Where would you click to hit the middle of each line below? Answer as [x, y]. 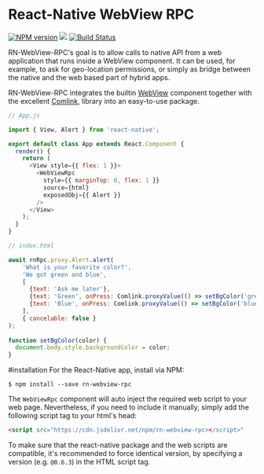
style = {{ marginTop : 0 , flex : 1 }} [101, 181]
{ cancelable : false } [59, 318]
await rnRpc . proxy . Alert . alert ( [61, 260]
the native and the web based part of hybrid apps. [89, 77]
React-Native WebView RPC [101, 15]
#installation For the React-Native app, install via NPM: [96, 370]
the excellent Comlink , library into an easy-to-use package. [104, 101]
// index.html [31, 246]
